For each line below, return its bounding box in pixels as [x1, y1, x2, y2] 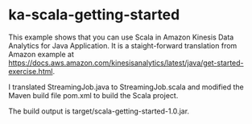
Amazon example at [8, 49, 75, 59]
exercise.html [8, 66, 53, 76]
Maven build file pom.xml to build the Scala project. [8, 90, 179, 100]
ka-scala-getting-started [8, 6, 180, 24]
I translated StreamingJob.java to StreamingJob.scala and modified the [8, 82, 244, 92]
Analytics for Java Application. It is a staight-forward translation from [8, 40, 238, 50]
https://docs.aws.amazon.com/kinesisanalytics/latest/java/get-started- [8, 58, 244, 68]
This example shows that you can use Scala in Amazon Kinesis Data [8, 32, 234, 42]
